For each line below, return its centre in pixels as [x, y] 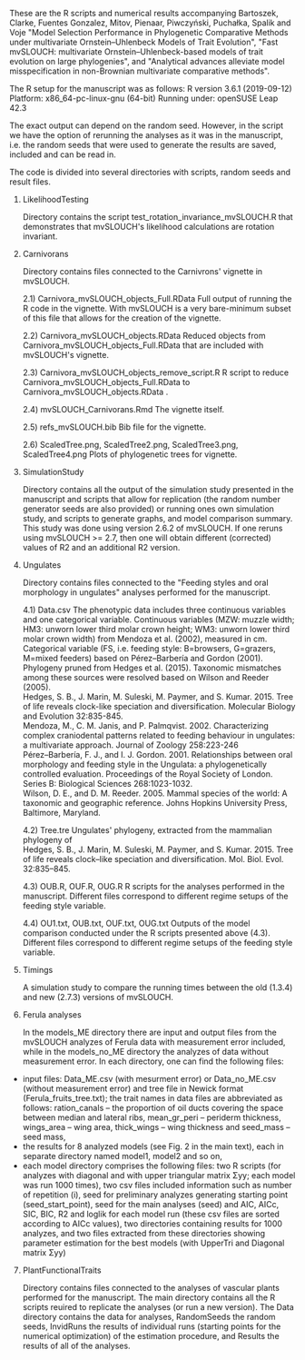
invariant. [40, 236]
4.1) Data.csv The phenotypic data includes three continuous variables [154, 610]
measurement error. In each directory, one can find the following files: [153, 1061]
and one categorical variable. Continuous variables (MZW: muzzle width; [158, 620]
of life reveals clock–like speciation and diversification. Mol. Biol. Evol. [153, 859]
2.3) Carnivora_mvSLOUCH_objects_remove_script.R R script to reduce [155, 372]
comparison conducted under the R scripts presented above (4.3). [146, 933]
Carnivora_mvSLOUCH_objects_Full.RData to [106, 382]
